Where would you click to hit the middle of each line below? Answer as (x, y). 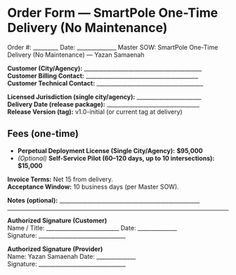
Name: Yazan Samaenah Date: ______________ (72, 256)
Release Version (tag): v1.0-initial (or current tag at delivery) (95, 112)
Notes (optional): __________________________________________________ (104, 200)
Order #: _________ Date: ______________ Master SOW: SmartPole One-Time (113, 47)
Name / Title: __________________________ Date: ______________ (92, 228)
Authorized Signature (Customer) (57, 220)
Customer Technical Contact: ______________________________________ (105, 83)
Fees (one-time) (43, 134)
